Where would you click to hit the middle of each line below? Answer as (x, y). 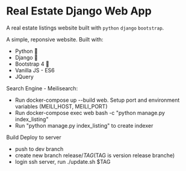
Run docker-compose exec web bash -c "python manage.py (90, 113)
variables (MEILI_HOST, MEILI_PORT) (61, 106)
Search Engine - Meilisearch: (42, 88)
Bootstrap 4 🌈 (32, 64)
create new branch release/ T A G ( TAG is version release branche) (95, 155)
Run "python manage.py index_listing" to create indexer (84, 125)
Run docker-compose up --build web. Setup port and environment (97, 100)
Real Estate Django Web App (79, 11)
